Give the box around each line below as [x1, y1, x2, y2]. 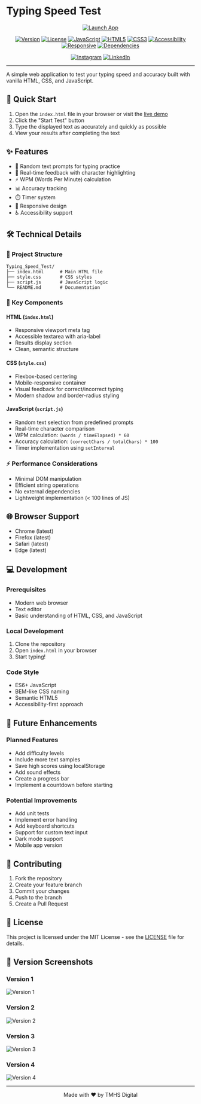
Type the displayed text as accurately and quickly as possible [14, 123, 167, 130]
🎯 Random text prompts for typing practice [14, 163, 121, 170]
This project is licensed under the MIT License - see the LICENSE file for [6, 933, 184, 940]
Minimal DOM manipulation [14, 475, 82, 483]
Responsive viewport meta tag [14, 327, 90, 334]
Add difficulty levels [14, 749, 65, 757]
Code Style [6, 668, 39, 676]
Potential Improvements [6, 796, 78, 804]
